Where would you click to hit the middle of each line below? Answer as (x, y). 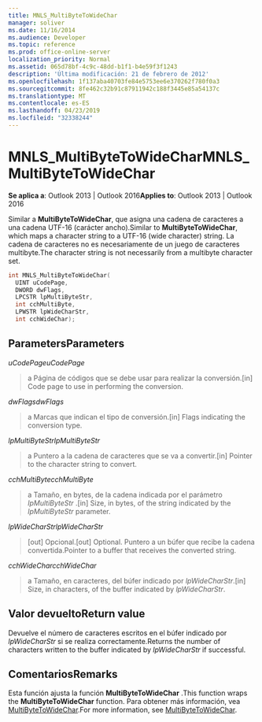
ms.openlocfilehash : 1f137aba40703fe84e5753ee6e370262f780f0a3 (114, 81)
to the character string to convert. (82, 464)
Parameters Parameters (66, 344)
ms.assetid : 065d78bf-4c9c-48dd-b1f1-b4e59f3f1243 (93, 67)
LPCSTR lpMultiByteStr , (54, 297)
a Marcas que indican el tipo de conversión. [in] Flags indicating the (136, 417)
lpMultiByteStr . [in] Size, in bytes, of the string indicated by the (129, 503)
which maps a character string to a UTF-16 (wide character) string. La (121, 235)
